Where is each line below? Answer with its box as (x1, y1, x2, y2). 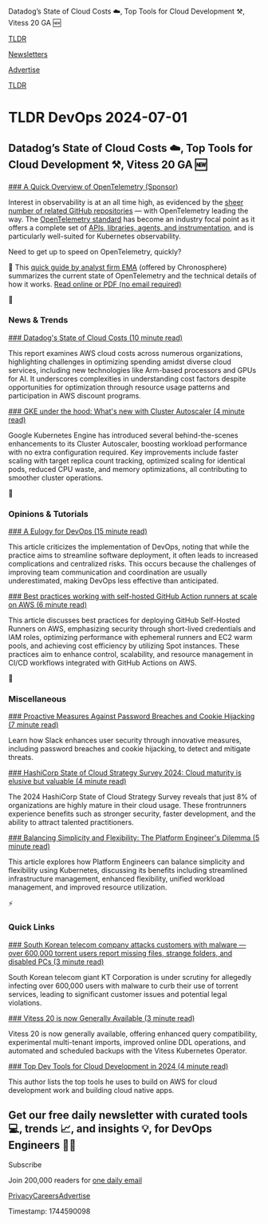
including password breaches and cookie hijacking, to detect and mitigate (8, 744, 251, 754)
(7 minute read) (8, 720, 59, 730)
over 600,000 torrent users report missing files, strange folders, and (8, 948, 233, 958)
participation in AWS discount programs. (8, 390, 141, 400)
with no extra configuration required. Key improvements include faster (8, 447, 238, 457)
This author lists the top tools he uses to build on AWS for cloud (8, 1077, 218, 1086)
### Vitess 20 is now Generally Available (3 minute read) (8, 1013, 195, 1022)
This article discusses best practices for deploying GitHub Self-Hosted (8, 615, 241, 626)
